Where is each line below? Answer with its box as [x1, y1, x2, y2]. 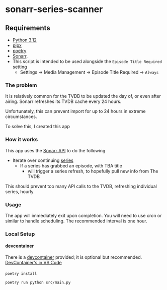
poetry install [5, 271, 37, 276]
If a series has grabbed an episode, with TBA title [20, 162, 122, 168]
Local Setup [5, 230, 35, 238]
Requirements [5, 24, 50, 32]
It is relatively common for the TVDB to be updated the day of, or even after [5, 93, 161, 99]
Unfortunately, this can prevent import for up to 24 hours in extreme [5, 108, 146, 114]
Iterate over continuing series [12, 157, 74, 163]
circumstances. [5, 113, 37, 120]
